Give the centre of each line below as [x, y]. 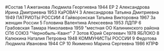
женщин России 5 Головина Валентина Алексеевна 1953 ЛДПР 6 [73, 23]
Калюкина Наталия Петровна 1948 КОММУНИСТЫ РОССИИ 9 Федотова [81, 38]
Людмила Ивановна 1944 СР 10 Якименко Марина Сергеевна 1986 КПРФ [82, 43]
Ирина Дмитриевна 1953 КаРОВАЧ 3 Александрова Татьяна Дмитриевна [82, 12]
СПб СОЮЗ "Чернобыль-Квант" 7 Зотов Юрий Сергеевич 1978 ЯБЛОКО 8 [82, 33]
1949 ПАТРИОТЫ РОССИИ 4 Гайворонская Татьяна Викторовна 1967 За [80, 17]
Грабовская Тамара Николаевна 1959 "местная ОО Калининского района [82, 28]
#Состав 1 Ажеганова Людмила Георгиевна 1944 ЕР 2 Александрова [77, 7]
